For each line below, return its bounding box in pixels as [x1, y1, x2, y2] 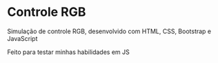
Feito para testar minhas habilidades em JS [7, 48, 130, 56]
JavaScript [7, 34, 38, 42]
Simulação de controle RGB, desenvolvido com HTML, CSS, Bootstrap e [7, 27, 212, 35]
